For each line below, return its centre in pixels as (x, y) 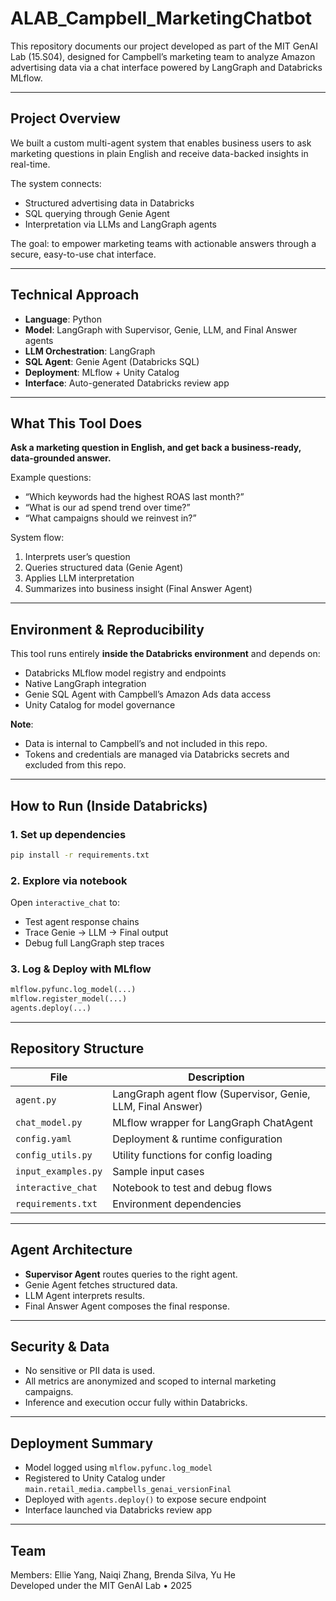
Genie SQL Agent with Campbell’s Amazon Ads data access (148, 694)
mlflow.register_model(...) (69, 999)
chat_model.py (49, 1122)
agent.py (36, 1100)
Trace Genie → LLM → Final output (96, 933)
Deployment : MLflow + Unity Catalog (102, 372)
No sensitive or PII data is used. (89, 1371)
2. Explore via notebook (69, 880)
